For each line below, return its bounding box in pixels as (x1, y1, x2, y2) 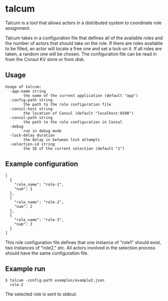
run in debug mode (23, 128, 62, 134)
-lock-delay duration (10, 133, 55, 138)
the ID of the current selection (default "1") (23, 146, 125, 151)
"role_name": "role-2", (14, 200, 64, 205)
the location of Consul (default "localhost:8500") (23, 110, 134, 116)
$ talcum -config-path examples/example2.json (5, 278, 105, 283)
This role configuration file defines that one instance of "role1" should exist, (5, 239, 161, 245)
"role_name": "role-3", (14, 217, 64, 222)
